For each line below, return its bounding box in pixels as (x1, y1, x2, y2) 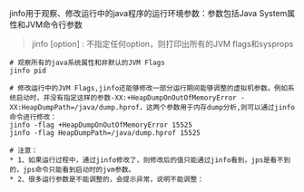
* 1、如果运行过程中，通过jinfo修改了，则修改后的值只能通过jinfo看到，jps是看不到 (9, 156, 291, 165)
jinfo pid (9, 66, 47, 75)
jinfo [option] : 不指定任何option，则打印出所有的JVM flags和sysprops (31, 39, 294, 49)
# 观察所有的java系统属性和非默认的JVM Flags (9, 58, 165, 67)
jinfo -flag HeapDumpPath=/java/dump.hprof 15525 (9, 129, 201, 138)
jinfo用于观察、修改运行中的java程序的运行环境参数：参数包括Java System (9, 8, 288, 18)
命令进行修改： (9, 112, 57, 121)
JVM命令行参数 (25, 19, 83, 30)
